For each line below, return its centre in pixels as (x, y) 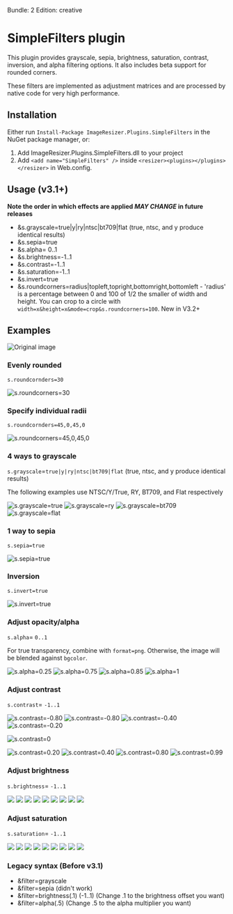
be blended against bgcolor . (48, 658)
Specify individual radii (47, 410)
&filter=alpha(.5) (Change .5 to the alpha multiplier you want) (104, 903)
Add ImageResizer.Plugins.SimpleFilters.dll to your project (100, 153)
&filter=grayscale (42, 881)
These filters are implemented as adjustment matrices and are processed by (116, 86)
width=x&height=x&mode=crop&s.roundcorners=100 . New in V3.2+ (109, 309)
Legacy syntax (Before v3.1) (55, 865)
